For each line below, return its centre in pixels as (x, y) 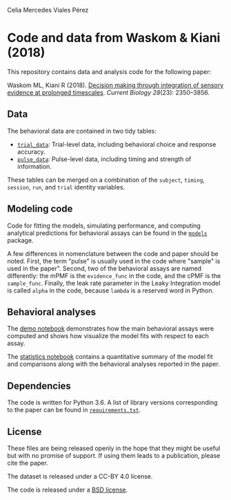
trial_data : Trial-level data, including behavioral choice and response (117, 144)
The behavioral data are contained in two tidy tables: (82, 131)
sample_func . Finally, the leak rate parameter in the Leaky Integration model (114, 283)
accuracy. (31, 151)
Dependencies (39, 386)
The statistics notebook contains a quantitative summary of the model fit (110, 357)
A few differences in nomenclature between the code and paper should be (113, 253)
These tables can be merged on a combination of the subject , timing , (106, 180)
